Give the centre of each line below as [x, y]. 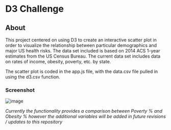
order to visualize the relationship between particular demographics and [81, 45]
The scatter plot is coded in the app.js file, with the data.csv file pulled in [82, 71]
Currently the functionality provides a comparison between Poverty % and [84, 111]
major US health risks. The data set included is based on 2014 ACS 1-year [83, 51]
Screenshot [20, 90]
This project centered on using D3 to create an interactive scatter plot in [81, 40]
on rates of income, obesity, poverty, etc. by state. [58, 61]
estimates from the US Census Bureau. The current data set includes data [83, 56]
